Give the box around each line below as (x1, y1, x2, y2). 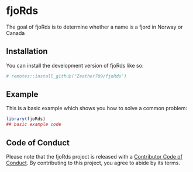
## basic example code (6, 121, 61, 128)
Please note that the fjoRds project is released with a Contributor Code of (6, 153, 183, 160)
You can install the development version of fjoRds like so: (6, 62, 144, 69)
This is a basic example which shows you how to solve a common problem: (6, 105, 187, 112)
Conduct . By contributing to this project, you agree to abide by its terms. (6, 159, 180, 166)
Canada (6, 29, 25, 36)
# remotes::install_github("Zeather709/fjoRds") (6, 73, 127, 79)
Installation (6, 47, 48, 57)
